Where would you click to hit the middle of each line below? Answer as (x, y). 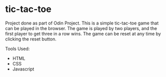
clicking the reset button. (31, 39)
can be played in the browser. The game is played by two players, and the (81, 28)
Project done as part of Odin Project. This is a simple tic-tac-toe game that (82, 23)
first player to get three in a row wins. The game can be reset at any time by (83, 33)
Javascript (23, 69)
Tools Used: (17, 48)
